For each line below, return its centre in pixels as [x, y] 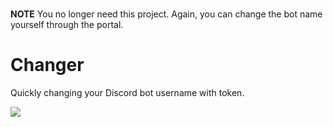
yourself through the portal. [67, 25]
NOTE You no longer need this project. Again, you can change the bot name [166, 14]
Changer [47, 65]
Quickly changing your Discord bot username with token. [127, 93]
